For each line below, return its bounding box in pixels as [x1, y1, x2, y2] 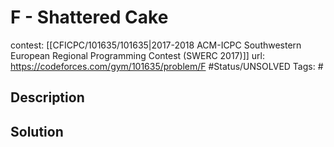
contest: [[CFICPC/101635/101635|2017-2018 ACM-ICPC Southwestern [10, 39, 302, 51]
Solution [10, 123, 64, 140]
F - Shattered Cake [10, 6, 169, 29]
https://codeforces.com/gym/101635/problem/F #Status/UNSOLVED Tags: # [10, 60, 324, 72]
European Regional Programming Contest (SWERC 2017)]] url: [10, 49, 265, 61]
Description [10, 89, 85, 106]
